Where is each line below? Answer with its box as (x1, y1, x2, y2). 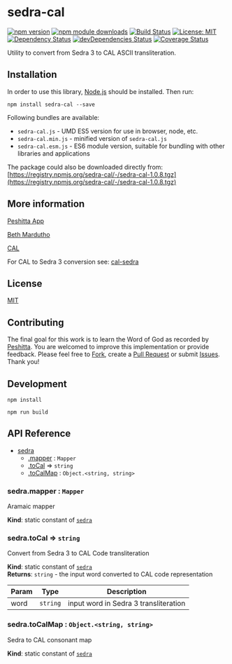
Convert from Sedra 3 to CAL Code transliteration (7, 549, 150, 557)
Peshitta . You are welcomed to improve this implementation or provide (7, 343, 210, 351)
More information (7, 198, 85, 210)
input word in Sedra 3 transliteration (67, 599, 186, 609)
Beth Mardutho (7, 230, 50, 238)
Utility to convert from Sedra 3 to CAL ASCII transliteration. (7, 48, 177, 57)
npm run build (7, 409, 49, 416)
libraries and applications (17, 149, 91, 158)
